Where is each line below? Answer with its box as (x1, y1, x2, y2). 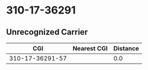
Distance (113, 45, 139, 52)
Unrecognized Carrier (6, 27, 88, 37)
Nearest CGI (72, 45, 108, 52)
